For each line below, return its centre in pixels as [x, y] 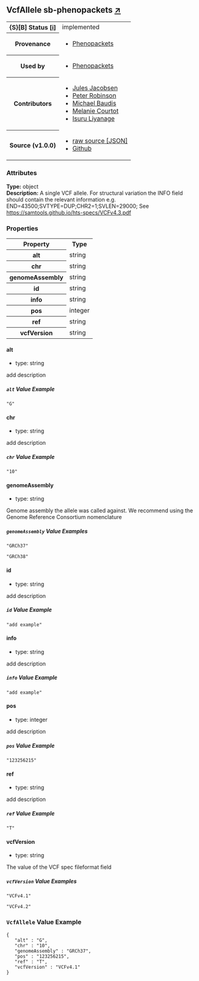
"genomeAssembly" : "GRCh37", [53, 951]
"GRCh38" [17, 557]
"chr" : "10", [32, 945]
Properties [22, 228]
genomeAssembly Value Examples [47, 531]
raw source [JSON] [100, 141]
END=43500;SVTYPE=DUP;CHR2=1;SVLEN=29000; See [78, 206]
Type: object [22, 186]
